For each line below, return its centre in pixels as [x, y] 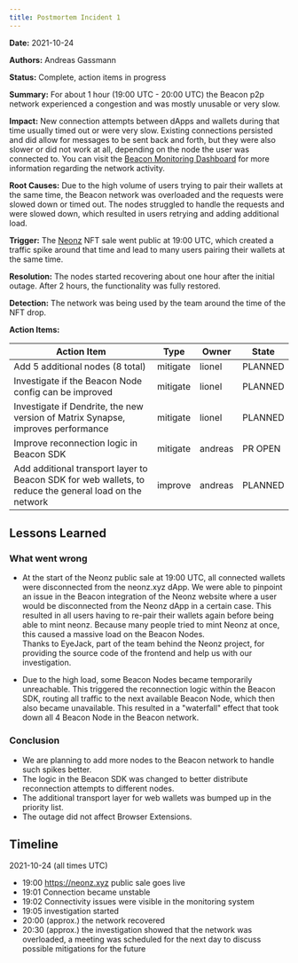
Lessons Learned [58, 533]
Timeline [34, 845]
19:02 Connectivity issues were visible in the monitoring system [138, 902]
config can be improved [63, 391]
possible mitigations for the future [84, 949]
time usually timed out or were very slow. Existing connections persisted [141, 130]
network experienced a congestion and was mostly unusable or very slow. [145, 104]
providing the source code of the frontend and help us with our [137, 653]
